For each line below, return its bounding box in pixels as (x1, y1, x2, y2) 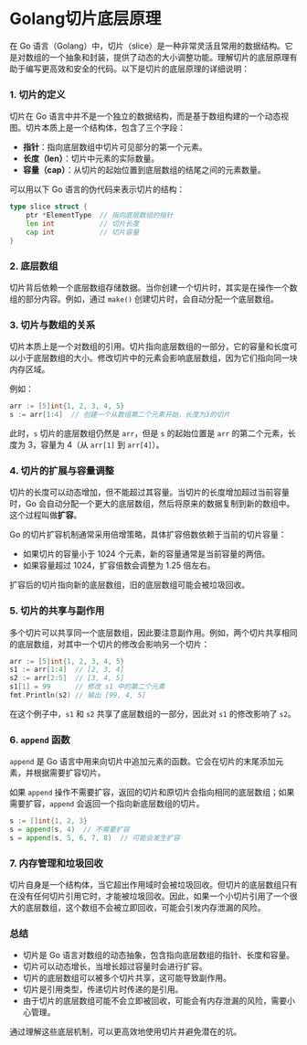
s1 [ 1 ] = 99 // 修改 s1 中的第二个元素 (9, 682, 165, 691)
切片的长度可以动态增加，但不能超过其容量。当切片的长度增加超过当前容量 (9, 486, 290, 498)
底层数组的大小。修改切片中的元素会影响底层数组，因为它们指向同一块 (33, 353, 298, 364)
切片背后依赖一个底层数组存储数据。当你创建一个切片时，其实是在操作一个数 (9, 282, 298, 293)
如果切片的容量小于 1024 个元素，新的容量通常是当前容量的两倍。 (22, 549, 270, 560)
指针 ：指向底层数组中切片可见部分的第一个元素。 (22, 142, 207, 153)
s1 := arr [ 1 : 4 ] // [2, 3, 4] (9, 665, 125, 675)
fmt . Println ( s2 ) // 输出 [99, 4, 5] (9, 691, 146, 700)
